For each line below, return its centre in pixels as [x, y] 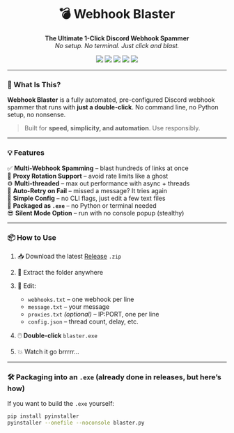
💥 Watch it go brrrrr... [48, 351]
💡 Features [26, 153]
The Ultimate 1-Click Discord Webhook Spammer [117, 38]
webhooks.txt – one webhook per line [81, 299]
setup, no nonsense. [37, 115]
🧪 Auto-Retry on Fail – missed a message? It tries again [87, 190]
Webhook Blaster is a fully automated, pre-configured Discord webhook [111, 100]
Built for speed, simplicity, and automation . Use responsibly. [112, 128]
